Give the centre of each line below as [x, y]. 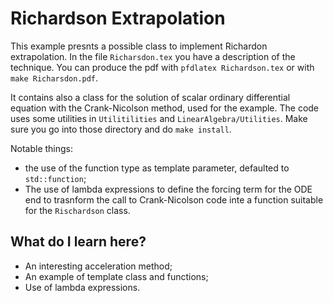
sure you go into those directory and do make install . [121, 129]
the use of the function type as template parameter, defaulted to [157, 168]
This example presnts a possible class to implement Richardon [139, 46]
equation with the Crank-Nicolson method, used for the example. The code [165, 108]
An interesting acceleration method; [98, 266]
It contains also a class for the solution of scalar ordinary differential [150, 97]
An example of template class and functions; [116, 276]
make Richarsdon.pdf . [54, 78]
